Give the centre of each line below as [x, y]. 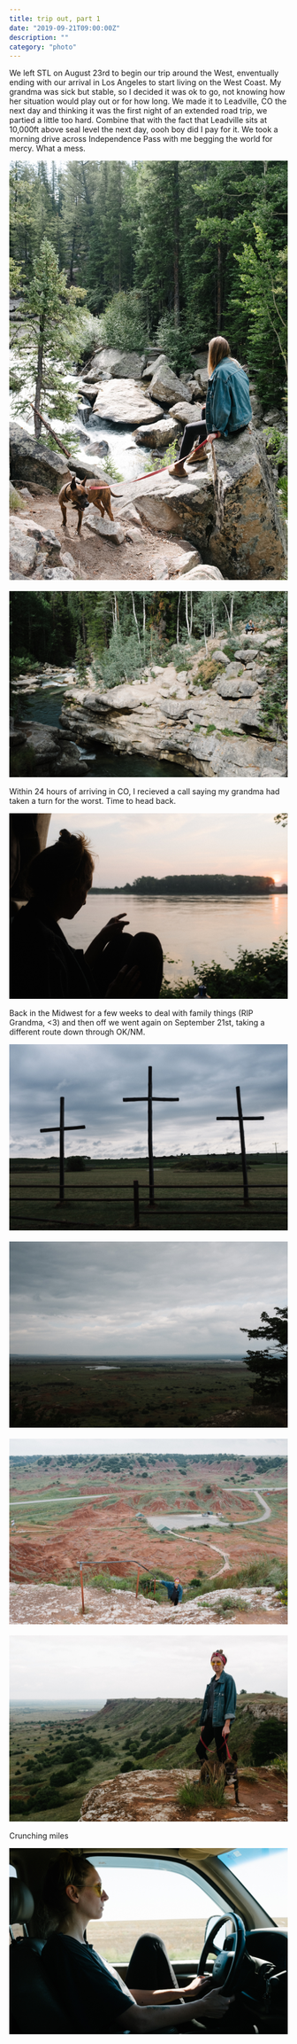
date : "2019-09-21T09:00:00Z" [65, 28]
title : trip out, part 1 [55, 19]
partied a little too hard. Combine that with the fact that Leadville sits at [138, 121]
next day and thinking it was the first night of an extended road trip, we [138, 111]
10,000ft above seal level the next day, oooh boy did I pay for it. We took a [144, 129]
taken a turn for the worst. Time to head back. [93, 800]
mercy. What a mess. [47, 148]
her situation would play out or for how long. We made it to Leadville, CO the [148, 101]
